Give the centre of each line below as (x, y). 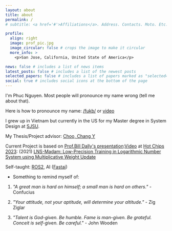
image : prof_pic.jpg (32, 43)
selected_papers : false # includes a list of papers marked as (74, 76)
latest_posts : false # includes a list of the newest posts (71, 71)
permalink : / (19, 19)
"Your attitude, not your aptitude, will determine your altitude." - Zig (84, 202)
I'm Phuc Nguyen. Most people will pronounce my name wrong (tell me (80, 96)
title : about (19, 15)
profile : (15, 34)
